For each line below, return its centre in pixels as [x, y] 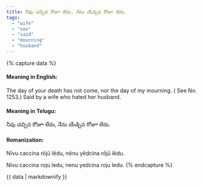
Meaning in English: [32, 77]
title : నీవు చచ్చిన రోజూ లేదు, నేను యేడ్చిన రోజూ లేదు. [66, 12]
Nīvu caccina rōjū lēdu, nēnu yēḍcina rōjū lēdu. [66, 153]
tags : [13, 18]
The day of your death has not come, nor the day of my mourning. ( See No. [101, 91]
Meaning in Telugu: [31, 111]
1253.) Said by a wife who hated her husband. [64, 97]
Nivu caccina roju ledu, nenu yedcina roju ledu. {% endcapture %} [89, 165]
